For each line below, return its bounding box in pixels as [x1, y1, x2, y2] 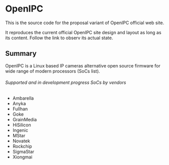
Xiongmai [12, 154, 33, 160]
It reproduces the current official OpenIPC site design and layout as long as [5, 29, 161, 35]
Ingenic [12, 127, 29, 133]
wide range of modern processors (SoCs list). [5, 68, 100, 74]
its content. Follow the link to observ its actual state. [5, 35, 114, 41]
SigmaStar [12, 148, 34, 154]
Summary [5, 49, 37, 58]
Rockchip [12, 143, 32, 149]
